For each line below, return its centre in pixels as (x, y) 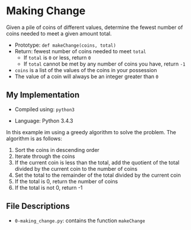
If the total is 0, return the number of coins (66, 181)
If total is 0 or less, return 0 (57, 57)
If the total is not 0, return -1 (48, 187)
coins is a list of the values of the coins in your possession (86, 70)
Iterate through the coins (45, 156)
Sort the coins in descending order (57, 150)
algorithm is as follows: (34, 138)
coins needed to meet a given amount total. (59, 33)
